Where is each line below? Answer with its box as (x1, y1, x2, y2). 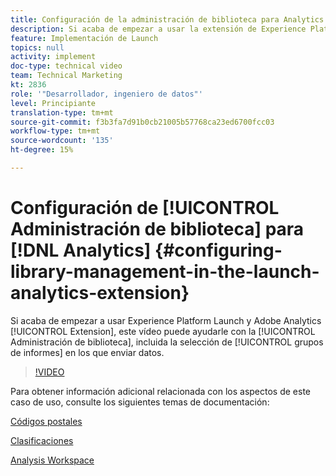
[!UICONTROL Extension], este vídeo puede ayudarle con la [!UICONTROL (10, 325, 316, 337)
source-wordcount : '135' (10, 136, 114, 146)
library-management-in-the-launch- (10, 261, 320, 283)
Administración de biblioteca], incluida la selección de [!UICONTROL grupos (10, 336, 324, 348)
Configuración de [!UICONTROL (10, 197, 280, 220)
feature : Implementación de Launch (10, 33, 159, 43)
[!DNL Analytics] (10, 239, 152, 262)
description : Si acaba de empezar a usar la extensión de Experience (10, 24, 307, 34)
